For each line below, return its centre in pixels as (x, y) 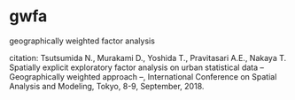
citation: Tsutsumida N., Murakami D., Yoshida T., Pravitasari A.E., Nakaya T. (148, 58)
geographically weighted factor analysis (82, 41)
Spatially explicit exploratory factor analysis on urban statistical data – (136, 67)
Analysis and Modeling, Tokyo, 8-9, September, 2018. (107, 86)
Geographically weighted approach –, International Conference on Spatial (143, 76)
